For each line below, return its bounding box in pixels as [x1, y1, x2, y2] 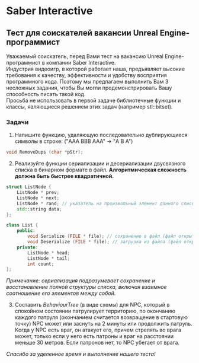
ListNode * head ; [27, 250, 70, 256]
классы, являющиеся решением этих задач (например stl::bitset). [6, 103, 173, 110]
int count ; [27, 261, 54, 267]
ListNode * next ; [17, 195, 60, 201]
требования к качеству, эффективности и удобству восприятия [6, 72, 167, 78]
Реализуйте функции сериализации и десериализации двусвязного [14, 160, 186, 167]
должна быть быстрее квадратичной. [14, 173, 114, 180]
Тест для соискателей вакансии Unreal [6, 28, 158, 38]
